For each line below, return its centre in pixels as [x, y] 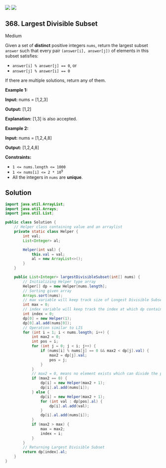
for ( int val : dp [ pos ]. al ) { [71, 401]
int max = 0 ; [36, 305]
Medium [14, 36]
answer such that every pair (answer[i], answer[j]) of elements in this [77, 51]
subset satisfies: [22, 56]
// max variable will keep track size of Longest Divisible [86, 300]
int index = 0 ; [39, 314]
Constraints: [18, 157]
